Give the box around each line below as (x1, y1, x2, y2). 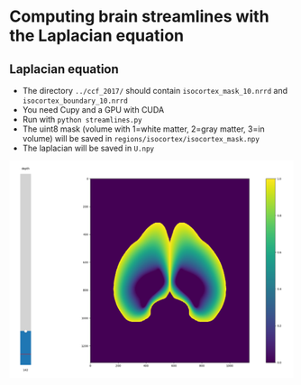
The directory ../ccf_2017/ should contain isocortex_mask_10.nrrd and (22, 86, 288, 96)
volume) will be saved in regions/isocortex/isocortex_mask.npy (22, 133, 260, 143)
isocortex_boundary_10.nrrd (22, 96, 128, 105)
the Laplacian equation (9, 25, 185, 46)
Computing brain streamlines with (9, 6, 269, 27)
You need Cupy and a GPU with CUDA (22, 105, 165, 115)
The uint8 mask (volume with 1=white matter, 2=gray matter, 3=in (22, 124, 265, 134)
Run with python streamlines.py (22, 115, 142, 124)
